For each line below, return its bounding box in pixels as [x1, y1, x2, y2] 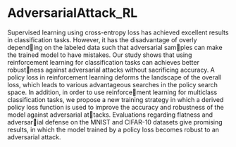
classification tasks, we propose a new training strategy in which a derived [7, 95, 224, 103]
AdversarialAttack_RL [7, 5, 138, 21]
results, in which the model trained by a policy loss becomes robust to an [7, 125, 220, 134]
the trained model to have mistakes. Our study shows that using [7, 51, 192, 59]
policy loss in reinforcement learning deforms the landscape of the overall [7, 72, 222, 82]
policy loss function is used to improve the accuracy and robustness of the [7, 103, 224, 111]
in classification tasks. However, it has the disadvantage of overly [7, 35, 197, 44]
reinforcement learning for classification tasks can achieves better [7, 58, 199, 66]
